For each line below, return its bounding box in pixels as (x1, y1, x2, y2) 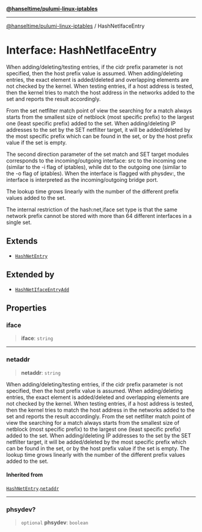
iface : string (20, 335, 54, 342)
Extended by (6, 270, 55, 280)
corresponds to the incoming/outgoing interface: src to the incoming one (6, 156, 187, 164)
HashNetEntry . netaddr (6, 484, 60, 492)
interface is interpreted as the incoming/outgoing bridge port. (6, 176, 158, 183)
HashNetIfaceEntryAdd (14, 286, 69, 292)
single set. (6, 218, 32, 226)
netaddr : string (20, 369, 61, 376)
